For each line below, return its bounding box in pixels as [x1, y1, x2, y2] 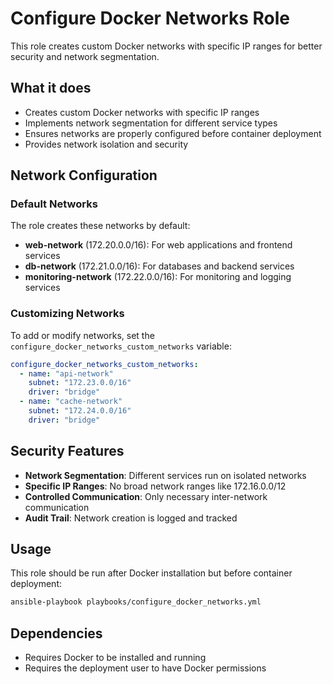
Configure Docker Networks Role [10, 7, 290, 30]
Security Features [10, 443, 125, 460]
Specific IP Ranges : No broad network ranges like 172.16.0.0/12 [24, 480, 287, 492]
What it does [10, 80, 92, 97]
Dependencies [10, 625, 103, 642]
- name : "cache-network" [19, 397, 123, 407]
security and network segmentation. [10, 50, 160, 62]
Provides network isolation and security [24, 138, 189, 150]
